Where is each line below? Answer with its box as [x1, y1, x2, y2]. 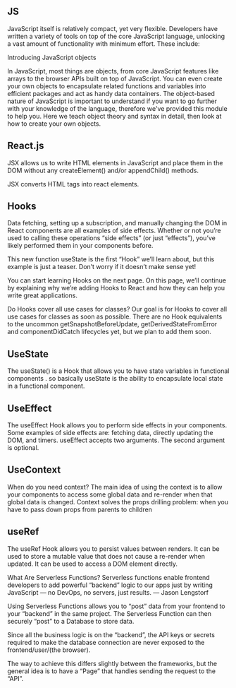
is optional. [7, 444, 39, 452]
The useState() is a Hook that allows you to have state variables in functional [7, 367, 230, 375]
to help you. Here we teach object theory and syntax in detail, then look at [7, 112, 222, 120]
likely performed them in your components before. [7, 242, 154, 250]
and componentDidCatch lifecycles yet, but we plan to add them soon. [7, 328, 211, 336]
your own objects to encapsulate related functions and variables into [7, 81, 206, 90]
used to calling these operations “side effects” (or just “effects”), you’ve [7, 234, 216, 242]
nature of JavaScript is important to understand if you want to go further [7, 97, 217, 105]
